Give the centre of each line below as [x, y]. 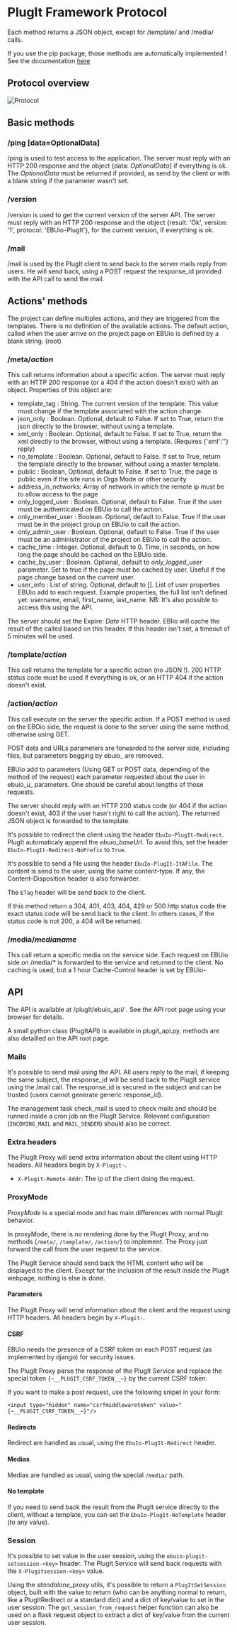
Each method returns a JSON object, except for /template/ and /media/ [110, 32]
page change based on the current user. [76, 577]
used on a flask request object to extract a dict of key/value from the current [118, 1615]
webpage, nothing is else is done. [56, 1278]
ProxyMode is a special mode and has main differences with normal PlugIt [115, 1212]
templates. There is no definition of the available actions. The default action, [118, 326]
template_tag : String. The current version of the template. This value [118, 404]
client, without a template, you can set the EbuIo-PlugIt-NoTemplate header [117, 1514]
